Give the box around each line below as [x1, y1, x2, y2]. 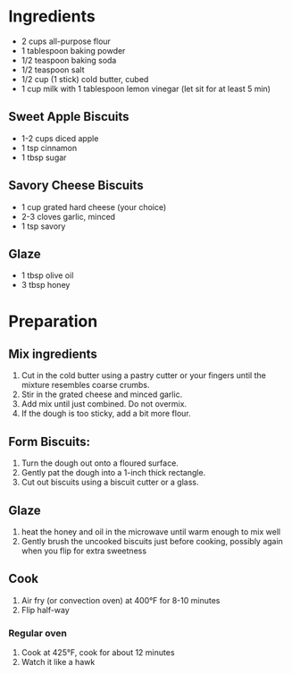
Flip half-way [21, 604, 71, 615]
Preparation [8, 311, 98, 332]
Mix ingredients [8, 346, 97, 361]
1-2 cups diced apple [21, 132, 99, 144]
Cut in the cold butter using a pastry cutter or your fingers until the [21, 370, 267, 381]
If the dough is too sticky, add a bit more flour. [21, 409, 191, 419]
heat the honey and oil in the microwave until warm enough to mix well [21, 527, 281, 537]
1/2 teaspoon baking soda [21, 55, 117, 65]
